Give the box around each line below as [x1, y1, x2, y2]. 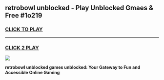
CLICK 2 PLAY [5, 44, 39, 51]
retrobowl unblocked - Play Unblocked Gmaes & [5, 4, 154, 12]
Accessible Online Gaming [5, 69, 60, 75]
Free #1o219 [5, 12, 42, 20]
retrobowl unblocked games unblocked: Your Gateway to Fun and [5, 64, 141, 70]
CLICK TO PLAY [5, 26, 43, 33]
